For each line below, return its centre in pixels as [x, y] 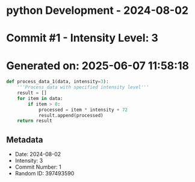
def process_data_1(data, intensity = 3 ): [58, 82]
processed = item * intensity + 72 [83, 110]
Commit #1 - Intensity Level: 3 [82, 38]
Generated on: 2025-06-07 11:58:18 [98, 65]
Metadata [25, 140]
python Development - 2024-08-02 [97, 11]
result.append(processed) [71, 115]
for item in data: [40, 98]
